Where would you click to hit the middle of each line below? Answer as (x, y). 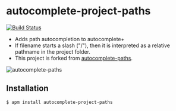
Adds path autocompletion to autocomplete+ (70, 39)
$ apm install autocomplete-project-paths (59, 102)
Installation (27, 89)
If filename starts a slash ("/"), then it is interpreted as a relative (92, 45)
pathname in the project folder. (53, 51)
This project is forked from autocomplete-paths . (73, 58)
